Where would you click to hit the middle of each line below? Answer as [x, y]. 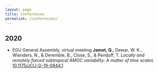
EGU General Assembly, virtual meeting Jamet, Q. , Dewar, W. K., [77, 50]
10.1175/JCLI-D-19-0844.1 [38, 66]
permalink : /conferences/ [31, 18]
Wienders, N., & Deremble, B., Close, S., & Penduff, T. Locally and [78, 55]
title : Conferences [25, 14]
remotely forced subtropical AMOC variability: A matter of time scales [83, 60]
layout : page [18, 9]
